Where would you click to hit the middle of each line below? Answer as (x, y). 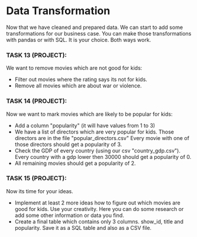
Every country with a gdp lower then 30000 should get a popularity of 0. (103, 157)
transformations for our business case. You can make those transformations (99, 33)
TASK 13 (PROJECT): (36, 55)
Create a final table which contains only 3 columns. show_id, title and (99, 221)
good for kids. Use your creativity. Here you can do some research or (99, 209)
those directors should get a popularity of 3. (68, 144)
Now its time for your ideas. (40, 191)
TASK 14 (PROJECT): (37, 101)
